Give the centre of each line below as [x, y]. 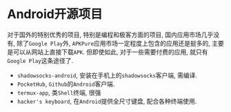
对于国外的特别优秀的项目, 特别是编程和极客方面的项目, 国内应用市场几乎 [110, 35]
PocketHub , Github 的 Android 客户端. [66, 84]
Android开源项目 [55, 14]
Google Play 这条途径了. [40, 60]
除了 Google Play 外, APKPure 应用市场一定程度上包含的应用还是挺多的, [113, 43]
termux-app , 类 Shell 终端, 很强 [59, 92]
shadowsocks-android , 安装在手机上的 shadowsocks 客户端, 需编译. [107, 75]
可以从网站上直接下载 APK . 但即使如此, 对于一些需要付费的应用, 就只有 [110, 52]
